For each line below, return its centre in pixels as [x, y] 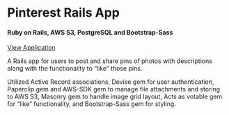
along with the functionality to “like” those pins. [75, 69]
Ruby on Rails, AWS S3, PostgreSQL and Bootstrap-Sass [90, 32]
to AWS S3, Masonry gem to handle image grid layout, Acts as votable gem [115, 97]
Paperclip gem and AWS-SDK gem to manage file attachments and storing [114, 89]
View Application [31, 48]
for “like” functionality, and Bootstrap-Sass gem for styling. [92, 104]
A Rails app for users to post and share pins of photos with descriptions [110, 61]
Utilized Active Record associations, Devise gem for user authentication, [111, 82]
